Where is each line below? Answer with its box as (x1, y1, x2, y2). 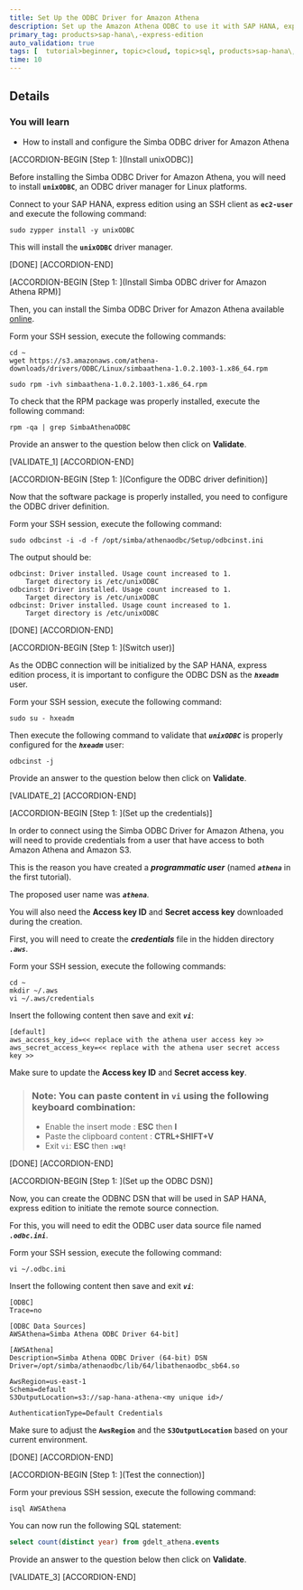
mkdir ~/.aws (9, 986, 59, 995)
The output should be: (9, 551, 92, 562)
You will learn (9, 116, 70, 128)
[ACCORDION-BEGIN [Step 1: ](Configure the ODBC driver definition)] (9, 474, 269, 485)
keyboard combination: (31, 1100, 136, 1113)
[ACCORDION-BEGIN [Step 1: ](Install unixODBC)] (9, 154, 194, 165)
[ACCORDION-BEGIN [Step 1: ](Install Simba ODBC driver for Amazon (9, 277, 267, 287)
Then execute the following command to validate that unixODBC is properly (9, 729, 284, 740)
